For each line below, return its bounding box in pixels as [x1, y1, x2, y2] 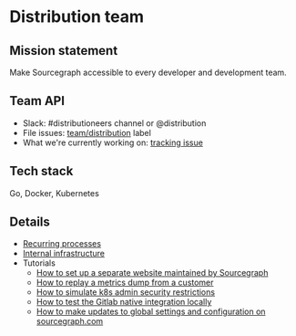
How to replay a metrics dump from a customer [36, 277, 214, 289]
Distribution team [9, 6, 144, 27]
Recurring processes [22, 238, 102, 249]
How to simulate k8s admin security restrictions [36, 287, 216, 298]
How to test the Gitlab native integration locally [36, 297, 212, 308]
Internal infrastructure [22, 248, 105, 259]
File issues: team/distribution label [22, 127, 152, 138]
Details [9, 215, 50, 230]
